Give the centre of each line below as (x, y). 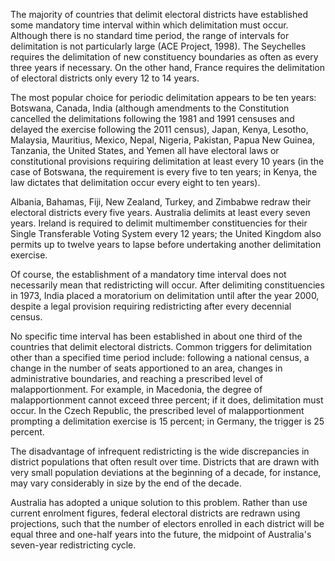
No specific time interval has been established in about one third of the (156, 336)
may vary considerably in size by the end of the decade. (126, 483)
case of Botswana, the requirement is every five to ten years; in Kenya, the (164, 172)
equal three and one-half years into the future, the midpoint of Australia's (161, 534)
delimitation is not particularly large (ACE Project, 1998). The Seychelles (158, 46)
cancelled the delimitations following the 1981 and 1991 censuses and (152, 118)
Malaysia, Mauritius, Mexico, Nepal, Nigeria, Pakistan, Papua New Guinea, (162, 140)
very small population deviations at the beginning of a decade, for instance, (166, 472)
